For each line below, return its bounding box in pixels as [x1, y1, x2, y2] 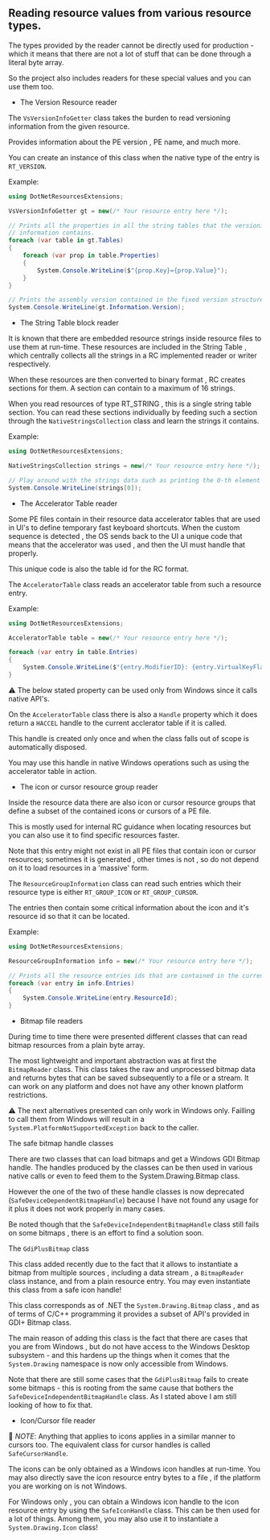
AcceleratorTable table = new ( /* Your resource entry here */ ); [8, 634, 228, 642]
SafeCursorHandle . [8, 1449, 68, 1459]
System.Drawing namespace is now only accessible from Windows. [8, 1359, 229, 1368]
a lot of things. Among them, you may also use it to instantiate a [8, 1514, 219, 1524]
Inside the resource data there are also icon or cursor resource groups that [8, 797, 256, 807]
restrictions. [8, 1091, 48, 1100]
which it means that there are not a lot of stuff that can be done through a [8, 48, 252, 59]
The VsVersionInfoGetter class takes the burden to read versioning [8, 113, 231, 122]
